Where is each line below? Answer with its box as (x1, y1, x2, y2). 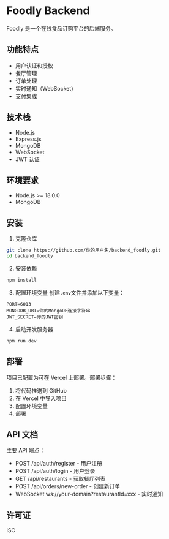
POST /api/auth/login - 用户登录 (15, 467, 96, 475)
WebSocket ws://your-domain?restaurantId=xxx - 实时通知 (15, 491, 163, 498)
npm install (6, 277, 37, 283)
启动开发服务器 (15, 325, 53, 333)
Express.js (15, 135, 42, 143)
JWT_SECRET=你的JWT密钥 (6, 314, 63, 320)
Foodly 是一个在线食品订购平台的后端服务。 (6, 24, 116, 32)
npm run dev (6, 337, 37, 344)
